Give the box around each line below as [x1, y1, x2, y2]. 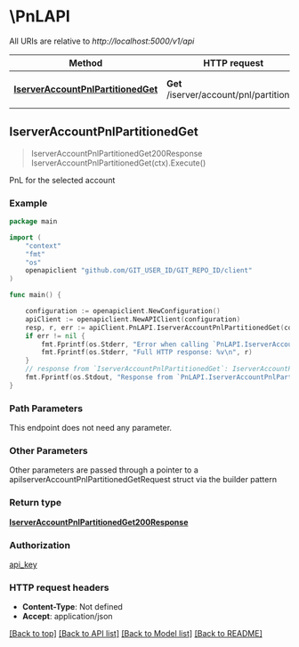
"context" [25, 241, 62, 250]
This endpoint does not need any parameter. [9, 423, 172, 433]
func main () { [9, 291, 62, 300]
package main [9, 217, 58, 226]
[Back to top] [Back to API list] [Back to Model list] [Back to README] [9, 628, 263, 639]
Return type [9, 497, 62, 509]
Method [69, 56, 103, 69]
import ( [9, 233, 42, 242]
